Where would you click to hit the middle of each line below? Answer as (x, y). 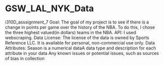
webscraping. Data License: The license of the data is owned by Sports (77, 38)
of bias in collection (25, 58)
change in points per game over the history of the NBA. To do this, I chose (80, 27)
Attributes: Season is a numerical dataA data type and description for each (81, 48)
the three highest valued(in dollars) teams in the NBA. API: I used (71, 32)
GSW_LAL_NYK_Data (50, 9)
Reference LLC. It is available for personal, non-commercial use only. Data (80, 43)
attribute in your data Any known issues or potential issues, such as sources (82, 53)
